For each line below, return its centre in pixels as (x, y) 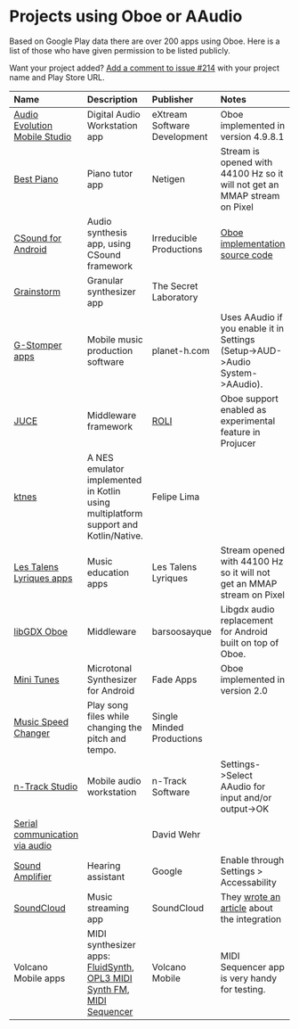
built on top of (250, 642)
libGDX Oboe (41, 631)
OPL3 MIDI (110, 978)
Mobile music (116, 339)
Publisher (173, 99)
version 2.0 (244, 690)
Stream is (240, 151)
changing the (115, 727)
